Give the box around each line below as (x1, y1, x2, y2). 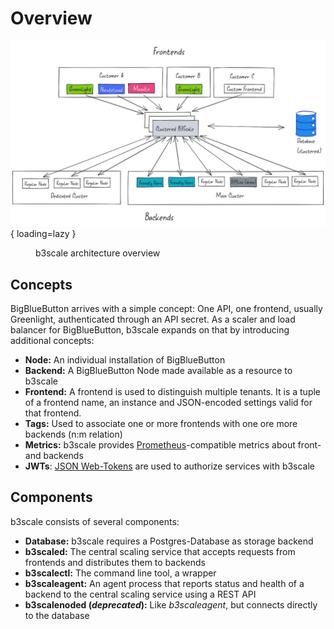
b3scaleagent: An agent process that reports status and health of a (24, 577, 305, 589)
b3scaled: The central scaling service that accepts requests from (24, 545, 296, 557)
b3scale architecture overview (35, 247, 161, 259)
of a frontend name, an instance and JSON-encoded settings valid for (24, 397, 313, 409)
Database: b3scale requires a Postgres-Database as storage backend (24, 535, 314, 547)
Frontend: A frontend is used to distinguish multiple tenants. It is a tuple (24, 386, 322, 398)
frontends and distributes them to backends (24, 556, 206, 568)
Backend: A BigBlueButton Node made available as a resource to (24, 365, 293, 377)
